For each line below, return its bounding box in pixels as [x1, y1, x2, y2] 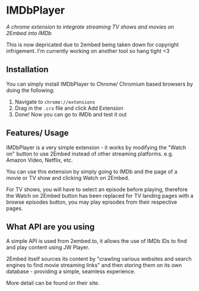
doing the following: [6, 87, 55, 94]
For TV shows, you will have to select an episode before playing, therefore [6, 185, 188, 193]
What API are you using [6, 222, 95, 232]
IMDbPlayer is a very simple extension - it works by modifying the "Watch [6, 144, 187, 151]
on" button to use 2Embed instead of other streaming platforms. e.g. [6, 150, 173, 157]
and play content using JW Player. [6, 244, 90, 251]
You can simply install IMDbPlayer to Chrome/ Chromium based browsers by [6, 80, 193, 87]
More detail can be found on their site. [6, 280, 100, 287]
